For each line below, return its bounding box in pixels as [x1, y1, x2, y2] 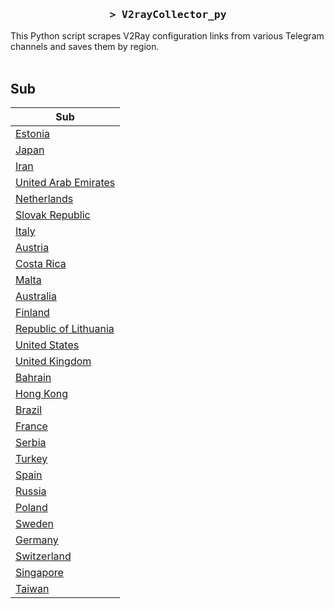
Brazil [15, 403, 43, 417]
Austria [15, 241, 50, 255]
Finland [15, 306, 50, 320]
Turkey [15, 452, 48, 466]
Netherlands [15, 192, 74, 206]
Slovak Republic [15, 208, 91, 222]
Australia [15, 289, 57, 303]
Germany [15, 533, 59, 547]
